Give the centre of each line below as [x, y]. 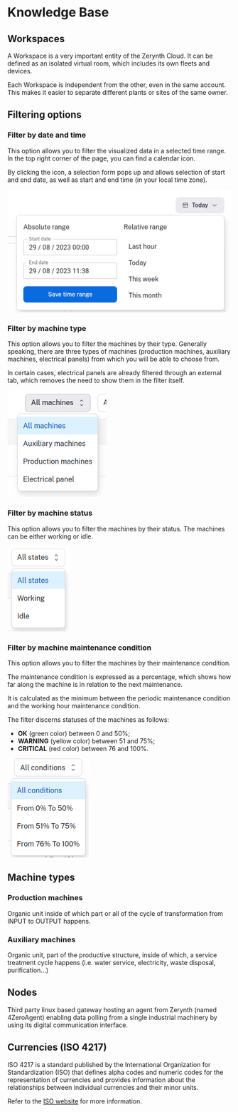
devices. [20, 71]
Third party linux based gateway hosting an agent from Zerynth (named [112, 1009]
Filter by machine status [50, 513]
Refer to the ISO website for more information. [75, 1101]
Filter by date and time [47, 135]
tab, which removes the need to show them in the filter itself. [96, 381]
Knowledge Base [58, 12]
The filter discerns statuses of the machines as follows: [88, 719]
